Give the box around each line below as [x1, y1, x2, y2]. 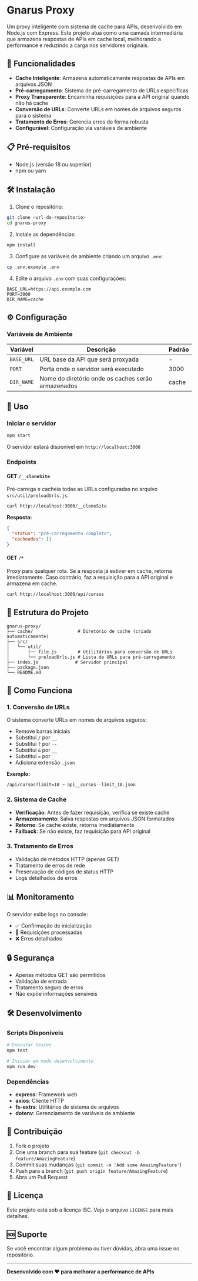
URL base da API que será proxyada [39, 355, 139, 363]
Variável [10, 345, 34, 353]
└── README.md [6, 669, 42, 675]
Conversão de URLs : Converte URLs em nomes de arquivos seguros [15, 105, 182, 112]
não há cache [15, 99, 49, 106]
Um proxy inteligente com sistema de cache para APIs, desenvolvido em [6, 23, 182, 30]
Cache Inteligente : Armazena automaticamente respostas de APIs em [15, 74, 185, 81]
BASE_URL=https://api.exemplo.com [6, 286, 92, 292]
